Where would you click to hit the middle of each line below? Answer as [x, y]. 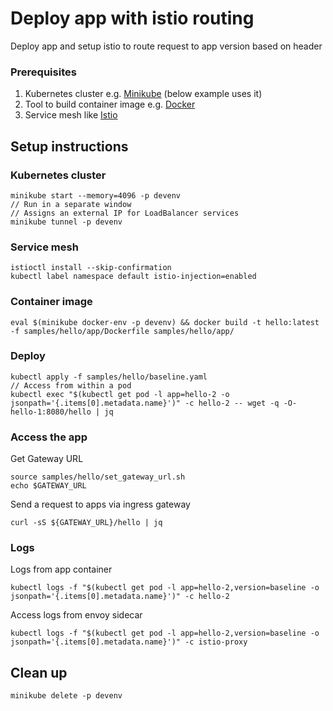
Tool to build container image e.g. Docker [110, 104]
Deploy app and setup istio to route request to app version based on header [166, 46]
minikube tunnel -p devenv [66, 222]
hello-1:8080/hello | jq [62, 412]
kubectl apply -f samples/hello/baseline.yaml [109, 377]
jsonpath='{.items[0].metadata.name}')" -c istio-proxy [129, 642]
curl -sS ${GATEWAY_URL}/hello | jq [86, 523]
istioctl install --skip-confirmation [91, 268]
